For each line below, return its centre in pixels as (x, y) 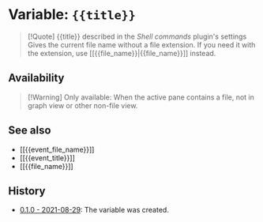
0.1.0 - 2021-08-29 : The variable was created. (94, 210)
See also (30, 131)
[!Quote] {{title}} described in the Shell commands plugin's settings (137, 36)
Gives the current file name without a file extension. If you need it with (141, 44)
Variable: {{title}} (72, 15)
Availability (36, 78)
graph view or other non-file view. (83, 105)
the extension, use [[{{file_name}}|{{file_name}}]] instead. (122, 53)
